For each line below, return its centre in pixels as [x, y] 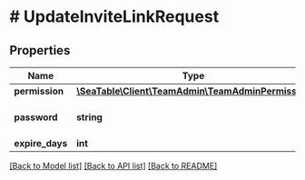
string [89, 117]
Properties [40, 50]
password [36, 117]
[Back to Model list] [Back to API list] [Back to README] [113, 166]
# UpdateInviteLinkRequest [114, 17]
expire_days [41, 143]
